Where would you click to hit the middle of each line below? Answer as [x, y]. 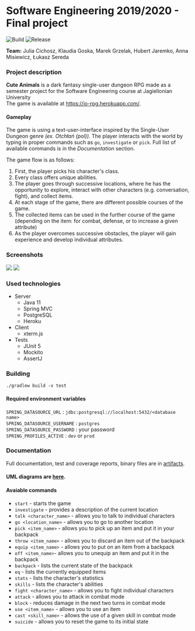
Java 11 [32, 303]
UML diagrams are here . [36, 477]
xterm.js [33, 334]
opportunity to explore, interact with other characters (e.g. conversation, [102, 190]
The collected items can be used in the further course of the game [95, 215]
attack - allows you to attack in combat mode [69, 596]
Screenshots [25, 255]
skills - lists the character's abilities [59, 584]
